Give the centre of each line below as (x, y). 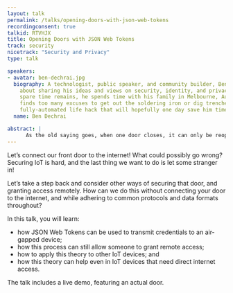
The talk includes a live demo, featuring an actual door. (86, 282)
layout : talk (26, 14)
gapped (28, 239)
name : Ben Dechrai (40, 116)
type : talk (23, 59)
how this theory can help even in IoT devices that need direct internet (116, 261)
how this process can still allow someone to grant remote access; (111, 247)
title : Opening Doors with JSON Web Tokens (71, 39)
